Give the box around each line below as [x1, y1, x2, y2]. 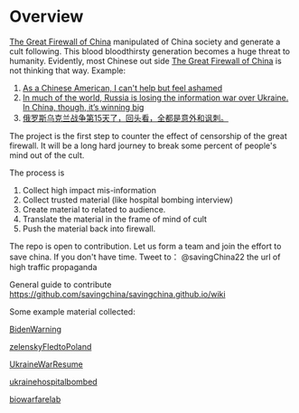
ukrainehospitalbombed [9, 376, 98, 387]
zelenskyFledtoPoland [9, 341, 92, 352]
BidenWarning [9, 324, 61, 334]
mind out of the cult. [9, 149, 85, 160]
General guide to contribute [9, 278, 112, 290]
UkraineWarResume [9, 359, 83, 370]
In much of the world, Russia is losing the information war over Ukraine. [22, 92, 289, 103]
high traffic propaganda [9, 261, 98, 272]
